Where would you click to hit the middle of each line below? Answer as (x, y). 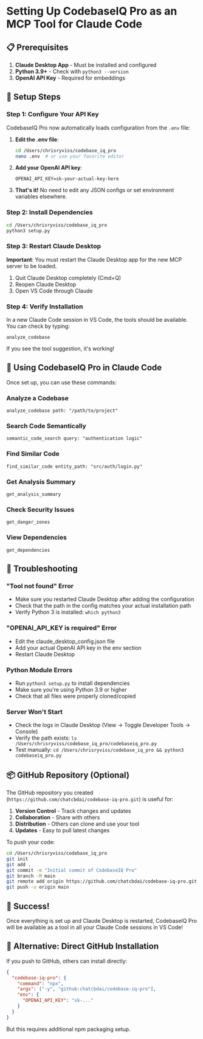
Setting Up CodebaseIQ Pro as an (92, 11)
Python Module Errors (40, 670)
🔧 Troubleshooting (42, 569)
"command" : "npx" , (40, 984)
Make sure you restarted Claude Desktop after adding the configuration (105, 599)
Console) (26, 732)
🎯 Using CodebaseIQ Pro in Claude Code (84, 368)
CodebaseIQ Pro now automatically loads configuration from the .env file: (98, 127)
